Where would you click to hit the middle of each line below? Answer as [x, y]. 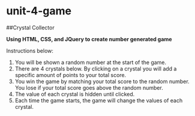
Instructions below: [30, 51]
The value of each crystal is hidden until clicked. [75, 94]
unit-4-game [39, 11]
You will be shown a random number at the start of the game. [91, 62]
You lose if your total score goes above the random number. [89, 87]
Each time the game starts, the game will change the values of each [99, 100]
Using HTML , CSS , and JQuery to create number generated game [89, 39]
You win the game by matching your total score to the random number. [102, 81]
